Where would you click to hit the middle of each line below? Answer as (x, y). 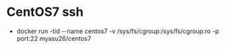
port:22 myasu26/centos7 (54, 38)
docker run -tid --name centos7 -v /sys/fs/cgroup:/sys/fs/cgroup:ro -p (118, 31)
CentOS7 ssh (45, 12)
